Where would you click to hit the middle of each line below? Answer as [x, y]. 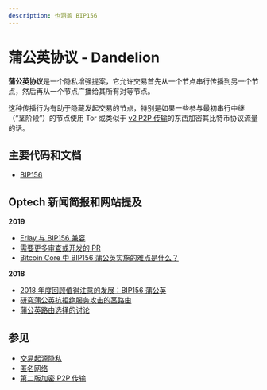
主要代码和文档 [45, 155]
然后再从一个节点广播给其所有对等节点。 [88, 91]
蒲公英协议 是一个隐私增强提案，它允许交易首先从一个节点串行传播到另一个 [130, 81]
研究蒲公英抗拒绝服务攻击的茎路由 [75, 300]
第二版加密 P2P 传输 [53, 378]
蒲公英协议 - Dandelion [84, 57]
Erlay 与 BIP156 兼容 [52, 238]
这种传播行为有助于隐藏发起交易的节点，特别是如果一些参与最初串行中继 [126, 107]
